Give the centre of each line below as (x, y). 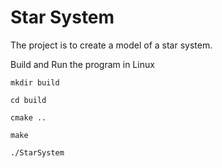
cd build (28, 100)
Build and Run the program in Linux (82, 64)
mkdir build (35, 82)
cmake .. (28, 117)
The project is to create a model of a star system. (111, 45)
